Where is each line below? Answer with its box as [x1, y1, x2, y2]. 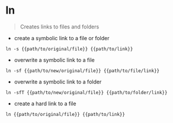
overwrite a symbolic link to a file [14, 56, 95, 63]
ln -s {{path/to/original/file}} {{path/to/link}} [5, 46, 133, 52]
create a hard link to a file [14, 100, 76, 107]
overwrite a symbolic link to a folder [14, 78, 102, 85]
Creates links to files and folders [20, 23, 100, 30]
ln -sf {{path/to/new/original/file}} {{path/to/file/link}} [5, 67, 160, 74]
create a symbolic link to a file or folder [14, 34, 110, 41]
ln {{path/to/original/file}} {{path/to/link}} [5, 111, 126, 117]
